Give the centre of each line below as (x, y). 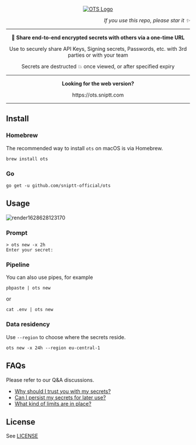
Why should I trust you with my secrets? (62, 391)
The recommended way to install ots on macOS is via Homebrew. (85, 148)
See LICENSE (22, 436)
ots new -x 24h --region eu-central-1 (53, 348)
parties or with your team (98, 55)
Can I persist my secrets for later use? (60, 397)
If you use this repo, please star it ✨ (147, 20)
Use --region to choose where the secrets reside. (66, 337)
